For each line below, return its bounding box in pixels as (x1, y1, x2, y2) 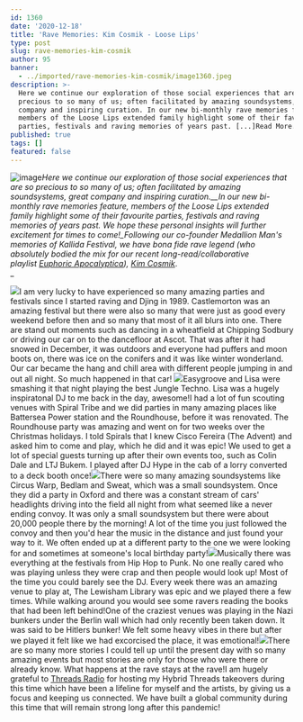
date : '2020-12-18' (10, 22, 84, 31)
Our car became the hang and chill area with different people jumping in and (10, 362, 293, 374)
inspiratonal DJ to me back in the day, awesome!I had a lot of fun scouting (10, 393, 285, 403)
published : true (10, 131, 71, 140)
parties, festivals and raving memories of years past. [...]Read (18, 122, 272, 131)
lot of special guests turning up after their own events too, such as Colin (10, 449, 277, 460)
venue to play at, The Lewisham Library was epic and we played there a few (10, 586, 291, 597)
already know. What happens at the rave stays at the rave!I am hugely (10, 663, 269, 674)
